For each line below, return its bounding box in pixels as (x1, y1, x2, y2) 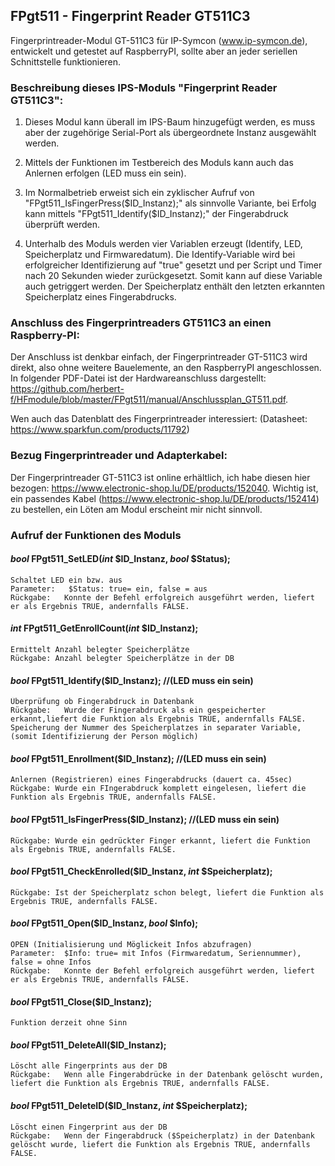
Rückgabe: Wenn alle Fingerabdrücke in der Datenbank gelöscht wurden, (10, 1070, 325, 1080)
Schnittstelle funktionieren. (10, 55, 121, 68)
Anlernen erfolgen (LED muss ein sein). (24, 167, 187, 179)
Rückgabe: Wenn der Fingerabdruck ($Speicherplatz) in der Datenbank (10, 1130, 315, 1141)
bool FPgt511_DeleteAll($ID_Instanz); (10, 1039, 167, 1051)
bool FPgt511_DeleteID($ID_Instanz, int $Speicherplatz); (10, 1100, 248, 1112)
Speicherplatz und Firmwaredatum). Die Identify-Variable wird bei (24, 249, 296, 261)
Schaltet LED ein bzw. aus (10, 575, 123, 585)
